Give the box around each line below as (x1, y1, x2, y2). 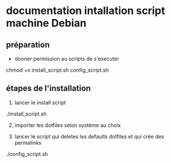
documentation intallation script (6, 4, 165, 18)
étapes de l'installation (6, 84, 91, 93)
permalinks (14, 139, 42, 146)
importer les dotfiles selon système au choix (14, 122, 121, 129)
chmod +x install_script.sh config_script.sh (6, 67, 109, 74)
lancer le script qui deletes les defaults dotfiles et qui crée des (14, 133, 165, 140)
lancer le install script (14, 99, 66, 106)
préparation (6, 40, 50, 50)
